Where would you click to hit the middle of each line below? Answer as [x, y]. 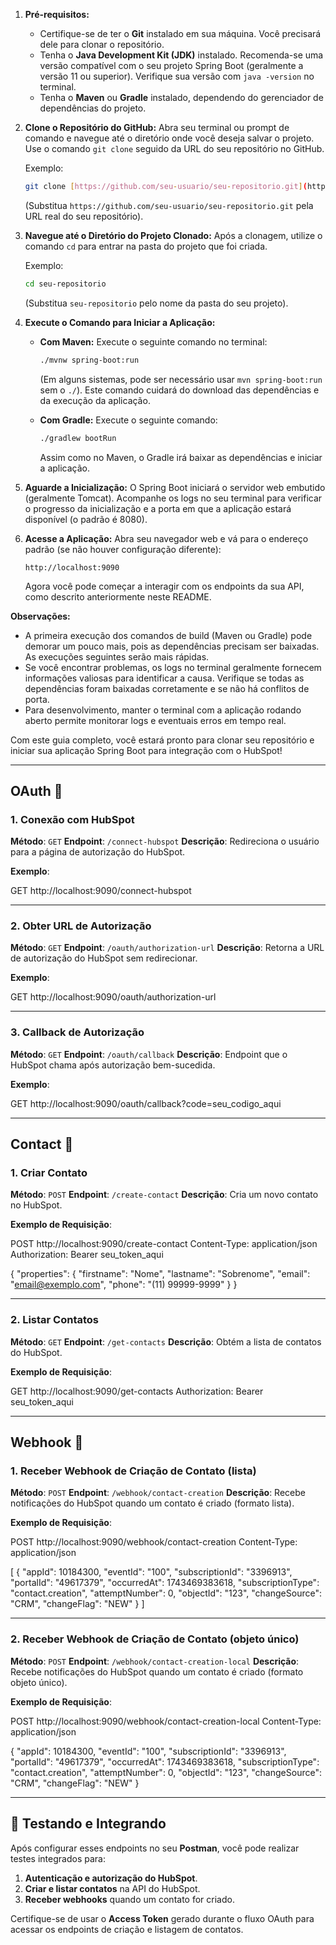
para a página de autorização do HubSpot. [98, 852]
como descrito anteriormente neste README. [118, 596]
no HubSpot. [36, 1205]
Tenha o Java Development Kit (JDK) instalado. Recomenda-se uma [181, 55]
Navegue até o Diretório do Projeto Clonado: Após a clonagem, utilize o [173, 235]
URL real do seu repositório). [84, 216]
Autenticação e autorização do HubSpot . [111, 1878]
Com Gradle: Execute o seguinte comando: [128, 420]
